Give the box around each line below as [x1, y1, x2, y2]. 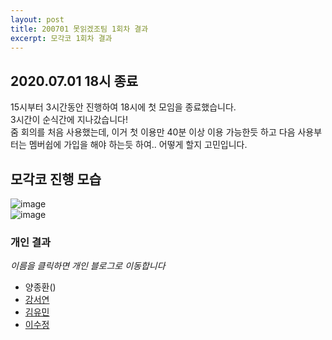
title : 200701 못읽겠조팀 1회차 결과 [10, 24, 149, 34]
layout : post [10, 14, 65, 25]
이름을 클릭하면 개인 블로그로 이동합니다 [10, 260, 166, 272]
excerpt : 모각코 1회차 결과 [10, 33, 113, 43]
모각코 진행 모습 [10, 171, 102, 188]
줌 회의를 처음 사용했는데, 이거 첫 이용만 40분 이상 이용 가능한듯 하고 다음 [10, 126, 296, 138]
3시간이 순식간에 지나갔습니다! [10, 114, 128, 126]
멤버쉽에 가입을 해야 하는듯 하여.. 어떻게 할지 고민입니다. [28, 139, 248, 151]
